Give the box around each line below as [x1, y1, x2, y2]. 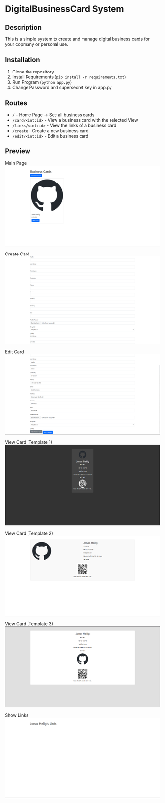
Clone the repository [12, 69, 54, 74]
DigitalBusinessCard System [5, 3, 124, 15]
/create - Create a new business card [12, 127, 89, 134]
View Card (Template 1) [5, 439, 53, 445]
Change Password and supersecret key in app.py [12, 84, 112, 90]
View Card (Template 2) [5, 530, 53, 536]
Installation [5, 56, 40, 64]
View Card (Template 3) [5, 621, 53, 627]
